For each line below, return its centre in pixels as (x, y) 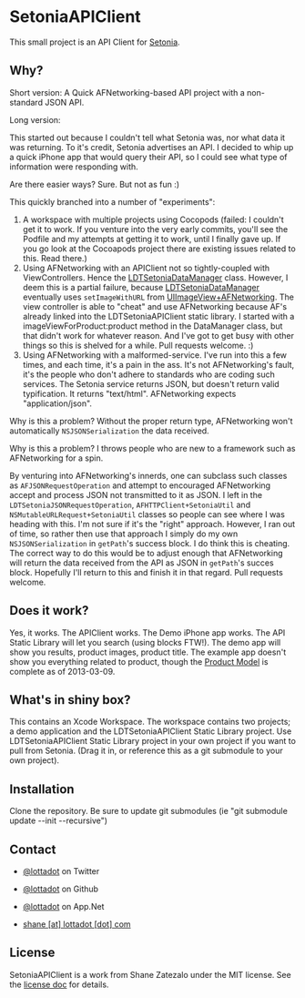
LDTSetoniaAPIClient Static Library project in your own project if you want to (152, 741)
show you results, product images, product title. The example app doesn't (148, 652)
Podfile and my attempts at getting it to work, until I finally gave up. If (152, 239)
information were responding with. (74, 167)
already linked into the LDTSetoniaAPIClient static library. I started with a (158, 316)
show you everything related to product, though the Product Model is (139, 661)
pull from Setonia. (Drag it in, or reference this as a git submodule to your (147, 751)
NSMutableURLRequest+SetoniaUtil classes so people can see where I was (147, 514)
